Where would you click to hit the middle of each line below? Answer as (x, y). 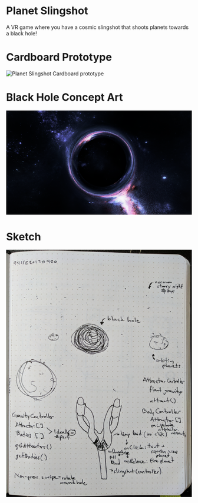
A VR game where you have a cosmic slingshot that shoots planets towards (98, 27)
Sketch (24, 236)
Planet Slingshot (47, 11)
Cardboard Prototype (59, 57)
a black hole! (22, 33)
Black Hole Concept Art (65, 97)
